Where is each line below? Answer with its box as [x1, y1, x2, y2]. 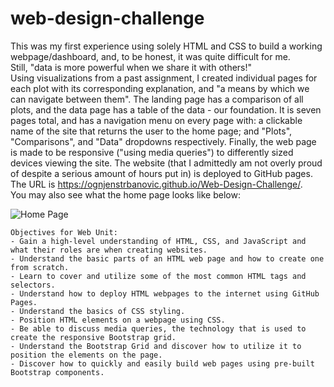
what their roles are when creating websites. [10, 245, 208, 255]
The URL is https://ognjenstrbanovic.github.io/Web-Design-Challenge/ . [10, 178, 303, 190]
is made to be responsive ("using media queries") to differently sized [10, 146, 294, 158]
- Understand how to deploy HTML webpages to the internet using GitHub [10, 288, 320, 299]
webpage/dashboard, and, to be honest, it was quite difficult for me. [10, 50, 291, 62]
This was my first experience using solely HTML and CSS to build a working [10, 40, 323, 52]
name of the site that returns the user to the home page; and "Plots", [10, 125, 293, 137]
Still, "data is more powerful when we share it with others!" [10, 61, 253, 73]
